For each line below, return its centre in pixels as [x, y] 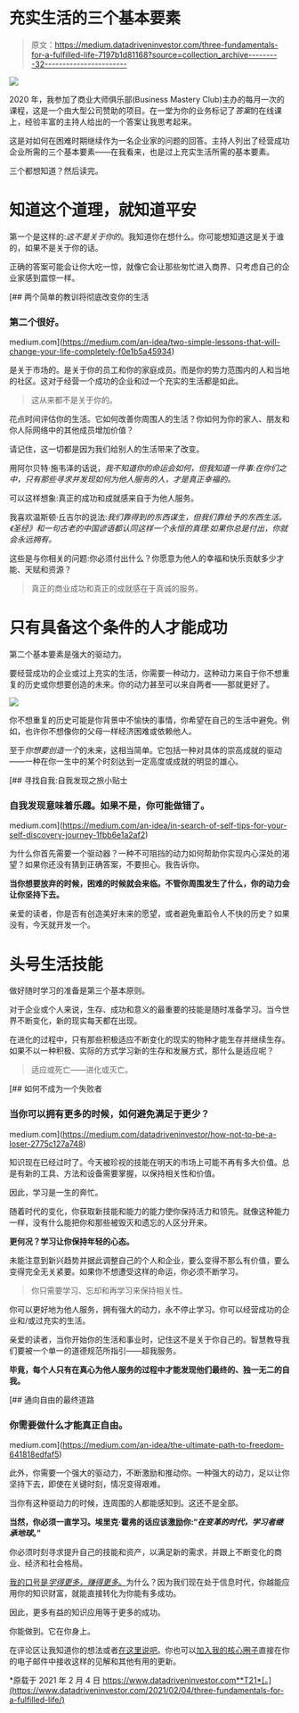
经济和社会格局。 [56, 1563]
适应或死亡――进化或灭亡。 [82, 1070]
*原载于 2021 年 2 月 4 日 [55, 1680]
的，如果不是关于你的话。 [56, 247]
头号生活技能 [57, 964]
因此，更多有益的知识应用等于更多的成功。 [87, 1612]
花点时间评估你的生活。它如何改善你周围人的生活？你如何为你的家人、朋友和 [149, 419]
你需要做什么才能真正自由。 [69, 1425]
